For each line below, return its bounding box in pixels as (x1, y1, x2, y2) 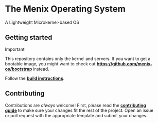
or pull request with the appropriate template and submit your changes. (5, 112, 148, 118)
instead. (33, 66, 50, 72)
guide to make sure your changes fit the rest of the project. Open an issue (5, 108, 154, 113)
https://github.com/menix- (96, 61, 153, 66)
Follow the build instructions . (5, 75, 65, 81)
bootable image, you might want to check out (5, 61, 96, 66)
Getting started (5, 33, 53, 42)
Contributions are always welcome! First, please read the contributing (5, 102, 146, 108)
